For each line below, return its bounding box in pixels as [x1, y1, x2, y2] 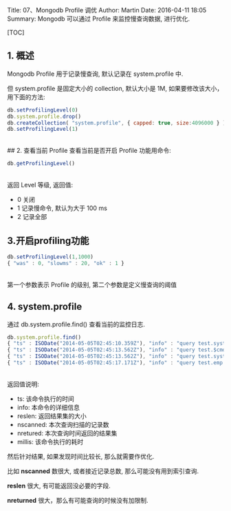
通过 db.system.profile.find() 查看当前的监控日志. [7, 320, 146, 328]
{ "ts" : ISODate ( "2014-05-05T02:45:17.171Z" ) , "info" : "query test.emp [7, 359, 223, 366]
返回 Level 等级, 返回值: [7, 181, 74, 189]
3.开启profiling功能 [7, 235, 89, 247]
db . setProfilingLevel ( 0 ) [7, 106, 78, 114]
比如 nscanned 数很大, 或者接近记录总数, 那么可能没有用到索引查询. [7, 467, 199, 475]
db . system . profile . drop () [7, 113, 81, 120]
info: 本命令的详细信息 [16, 403, 80, 411]
